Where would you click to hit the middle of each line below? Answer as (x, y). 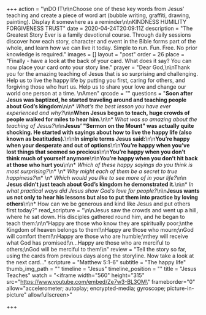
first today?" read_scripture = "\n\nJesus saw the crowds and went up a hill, (102, 210)
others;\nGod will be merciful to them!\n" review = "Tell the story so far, (97, 249)
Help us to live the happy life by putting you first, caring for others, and (96, 80)
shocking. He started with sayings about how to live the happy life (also (99, 132)
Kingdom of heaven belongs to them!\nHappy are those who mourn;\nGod (100, 230)
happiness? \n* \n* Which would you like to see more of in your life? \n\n (97, 178)
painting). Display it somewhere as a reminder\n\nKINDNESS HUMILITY (97, 22)
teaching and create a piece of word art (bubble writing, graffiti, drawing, (98, 15)
